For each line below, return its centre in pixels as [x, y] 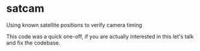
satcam [25, 9]
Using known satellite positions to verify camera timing [74, 25]
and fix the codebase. [33, 43]
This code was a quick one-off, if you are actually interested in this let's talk [100, 36]
